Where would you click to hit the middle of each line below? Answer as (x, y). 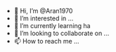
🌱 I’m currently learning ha (52, 26)
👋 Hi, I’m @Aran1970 (43, 11)
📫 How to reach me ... (46, 41)
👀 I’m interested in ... (44, 18)
